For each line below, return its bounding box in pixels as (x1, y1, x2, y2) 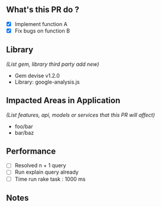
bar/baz (14, 129, 34, 136)
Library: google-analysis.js (14, 78, 80, 85)
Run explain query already (14, 168, 79, 176)
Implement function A (14, 20, 68, 27)
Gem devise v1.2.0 (14, 72, 60, 79)
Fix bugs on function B (14, 27, 70, 34)
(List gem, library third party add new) (6, 60, 99, 68)
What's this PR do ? (6, 5, 79, 15)
